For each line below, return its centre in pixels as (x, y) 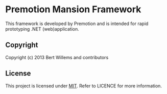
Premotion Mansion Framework (73, 9)
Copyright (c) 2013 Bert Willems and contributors (57, 57)
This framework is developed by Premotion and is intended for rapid (77, 24)
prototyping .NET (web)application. (42, 29)
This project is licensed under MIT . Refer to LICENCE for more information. (84, 86)
